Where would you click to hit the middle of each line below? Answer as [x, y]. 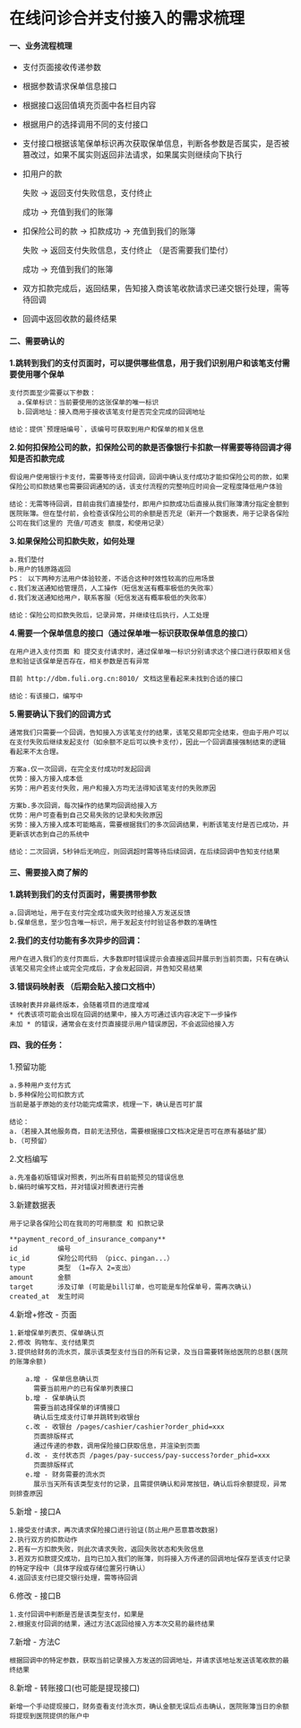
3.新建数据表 [33, 1205]
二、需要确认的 [37, 341]
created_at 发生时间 [47, 1297]
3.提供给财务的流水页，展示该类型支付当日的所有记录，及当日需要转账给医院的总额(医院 [149, 1352]
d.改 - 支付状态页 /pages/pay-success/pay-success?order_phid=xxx [148, 1456]
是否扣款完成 [40, 458]
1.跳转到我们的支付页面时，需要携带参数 [83, 894]
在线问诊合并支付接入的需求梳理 [127, 18]
